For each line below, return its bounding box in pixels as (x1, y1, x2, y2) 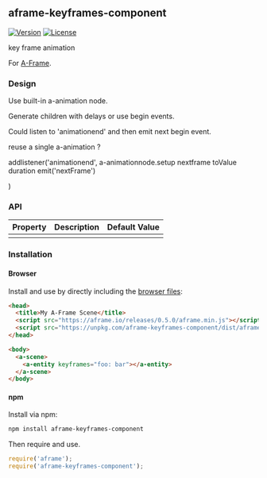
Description (54, 222, 100, 233)
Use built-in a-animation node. (8, 96, 109, 106)
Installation (8, 249, 53, 260)
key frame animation (8, 43, 75, 52)
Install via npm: (8, 410, 58, 419)
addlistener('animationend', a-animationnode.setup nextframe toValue (8, 158, 237, 168)
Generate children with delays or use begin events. (8, 111, 175, 121)
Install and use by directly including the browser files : (8, 286, 183, 296)
